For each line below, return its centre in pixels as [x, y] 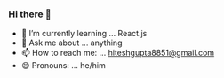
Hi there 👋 [30, 14]
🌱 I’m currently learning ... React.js [84, 34]
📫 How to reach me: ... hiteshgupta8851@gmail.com [118, 53]
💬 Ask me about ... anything [72, 43]
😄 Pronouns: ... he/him [63, 66]
